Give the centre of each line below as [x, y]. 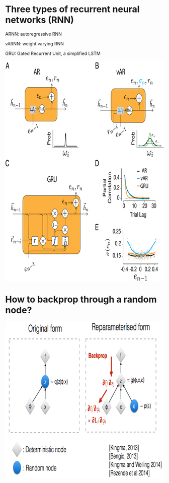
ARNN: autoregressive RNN [33, 34]
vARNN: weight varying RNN [35, 43]
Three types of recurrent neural [72, 9]
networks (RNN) [40, 20]
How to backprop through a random [81, 299]
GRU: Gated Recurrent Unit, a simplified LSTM [53, 53]
